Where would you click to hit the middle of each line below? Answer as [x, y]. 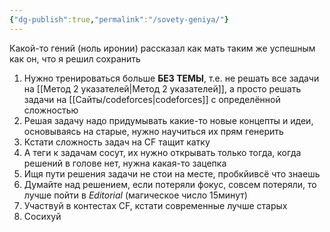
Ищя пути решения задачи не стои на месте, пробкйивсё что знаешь [172, 173]
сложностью [51, 110]
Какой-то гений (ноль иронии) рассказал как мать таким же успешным [162, 48]
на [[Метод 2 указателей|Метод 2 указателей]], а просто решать [162, 88]
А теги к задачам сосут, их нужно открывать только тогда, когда [162, 152]
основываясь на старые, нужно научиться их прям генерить [153, 131]
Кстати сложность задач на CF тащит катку [117, 142]
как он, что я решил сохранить [75, 58]
